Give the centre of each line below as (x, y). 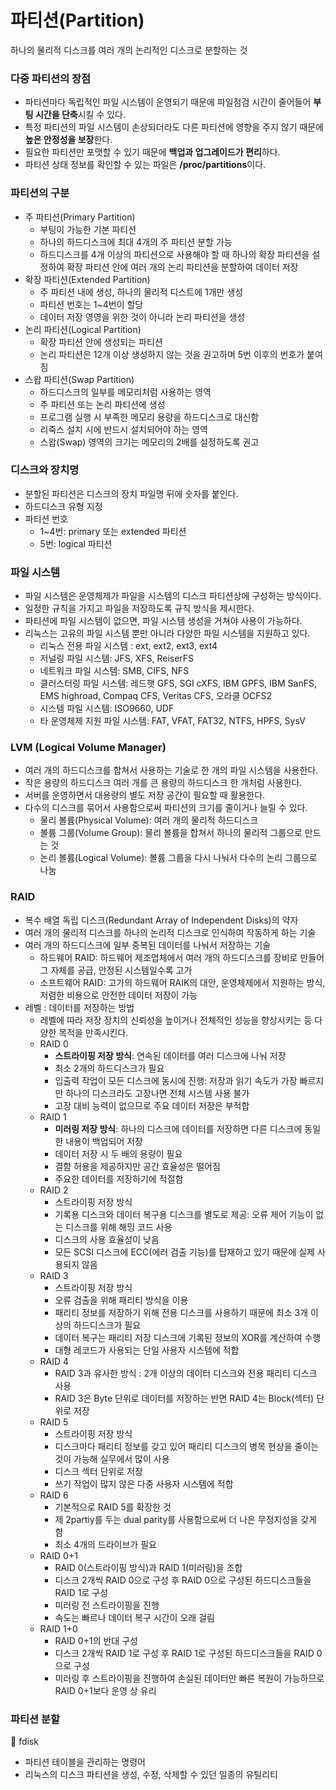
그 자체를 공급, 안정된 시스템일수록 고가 (116, 970)
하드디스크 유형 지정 (63, 506)
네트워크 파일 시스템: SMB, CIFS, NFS (114, 671)
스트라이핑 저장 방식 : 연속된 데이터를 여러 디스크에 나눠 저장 (170, 1055)
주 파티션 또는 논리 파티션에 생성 (102, 404)
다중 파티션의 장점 (51, 78)
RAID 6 (54, 1495)
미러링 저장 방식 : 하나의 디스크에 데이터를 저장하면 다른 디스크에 (178, 1128)
